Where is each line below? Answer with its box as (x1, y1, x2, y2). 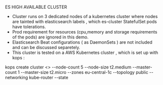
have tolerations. (12, 24, 47, 30)
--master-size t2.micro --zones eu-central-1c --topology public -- (21, 69, 154, 75)
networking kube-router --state (5, 75, 69, 80)
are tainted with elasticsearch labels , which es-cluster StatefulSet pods (12, 19, 157, 24)
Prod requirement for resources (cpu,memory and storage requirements (12, 29, 158, 34)
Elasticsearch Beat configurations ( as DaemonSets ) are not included (12, 39, 153, 45)
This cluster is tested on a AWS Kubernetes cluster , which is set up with (12, 50, 158, 55)
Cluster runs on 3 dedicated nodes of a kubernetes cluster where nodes (12, 14, 158, 19)
